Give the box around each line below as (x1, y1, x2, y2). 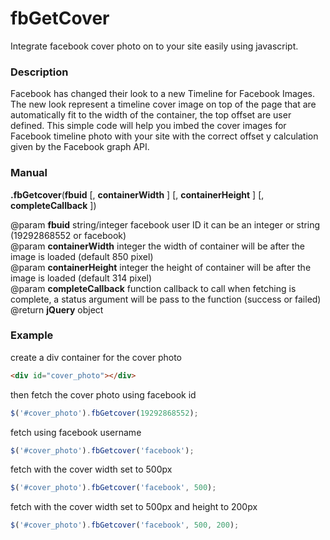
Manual (10, 166, 48, 180)
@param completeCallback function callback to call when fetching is (10, 282, 297, 294)
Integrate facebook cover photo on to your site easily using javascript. (10, 40, 299, 52)
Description (10, 65, 69, 79)
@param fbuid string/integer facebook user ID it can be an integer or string (10, 218, 321, 231)
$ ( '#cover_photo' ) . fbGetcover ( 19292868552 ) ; (10, 408, 199, 418)
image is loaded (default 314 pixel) (10, 272, 153, 284)
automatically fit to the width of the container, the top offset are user (10, 109, 292, 121)
